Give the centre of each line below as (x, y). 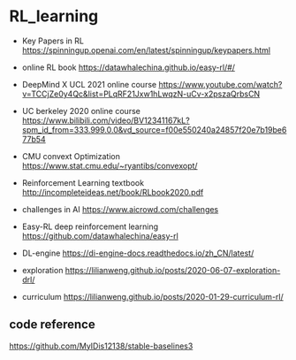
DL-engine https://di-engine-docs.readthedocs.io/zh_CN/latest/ (138, 253)
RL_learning (54, 16)
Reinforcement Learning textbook (83, 182)
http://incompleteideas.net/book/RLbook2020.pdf (113, 192)
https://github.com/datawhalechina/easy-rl (100, 235)
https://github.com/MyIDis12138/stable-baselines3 (101, 346)
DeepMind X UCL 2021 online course (89, 84)
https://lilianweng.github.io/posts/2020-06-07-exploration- (173, 270)
